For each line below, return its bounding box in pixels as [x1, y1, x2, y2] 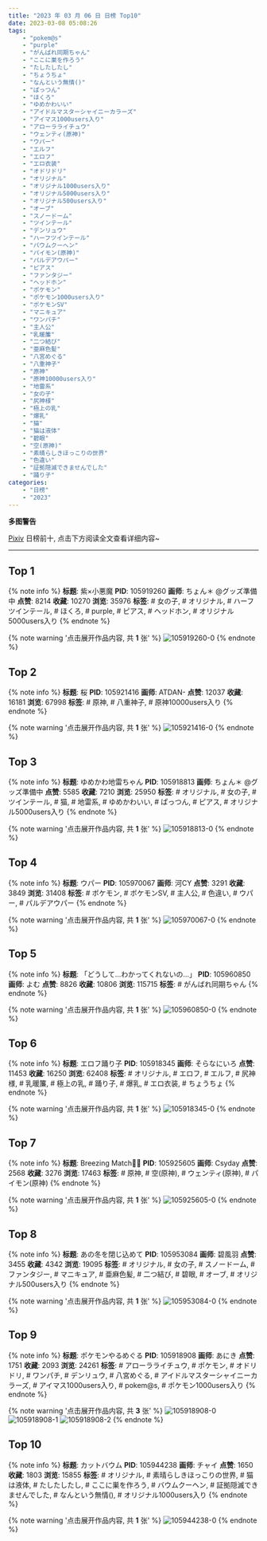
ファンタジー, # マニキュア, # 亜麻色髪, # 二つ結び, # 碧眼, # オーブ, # [8, 1269, 235, 1279]
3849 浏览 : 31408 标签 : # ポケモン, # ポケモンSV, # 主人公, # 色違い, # [8, 888, 238, 898]
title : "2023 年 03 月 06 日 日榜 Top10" [8, 11, 141, 20]
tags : [8, 26, 26, 34]
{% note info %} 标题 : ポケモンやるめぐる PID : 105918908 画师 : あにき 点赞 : [8, 1350, 255, 1360]
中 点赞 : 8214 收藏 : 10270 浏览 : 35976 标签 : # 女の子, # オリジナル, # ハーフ [8, 596, 254, 606]
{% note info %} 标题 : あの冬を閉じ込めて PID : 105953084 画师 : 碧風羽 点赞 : [8, 1249, 257, 1259]
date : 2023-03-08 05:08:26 [8, 19, 98, 27]
